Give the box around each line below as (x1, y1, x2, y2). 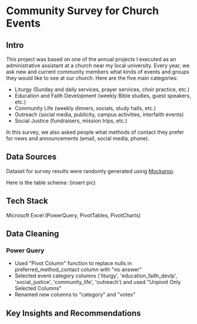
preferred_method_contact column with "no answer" (14, 266, 142, 273)
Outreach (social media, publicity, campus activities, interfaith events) (14, 111, 184, 118)
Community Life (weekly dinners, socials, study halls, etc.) (14, 105, 156, 111)
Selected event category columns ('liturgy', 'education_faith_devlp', (14, 272, 178, 279)
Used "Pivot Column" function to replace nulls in (14, 260, 132, 267)
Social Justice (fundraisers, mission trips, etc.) (14, 117, 128, 124)
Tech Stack (6, 196, 48, 206)
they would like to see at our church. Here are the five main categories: (6, 75, 178, 81)
